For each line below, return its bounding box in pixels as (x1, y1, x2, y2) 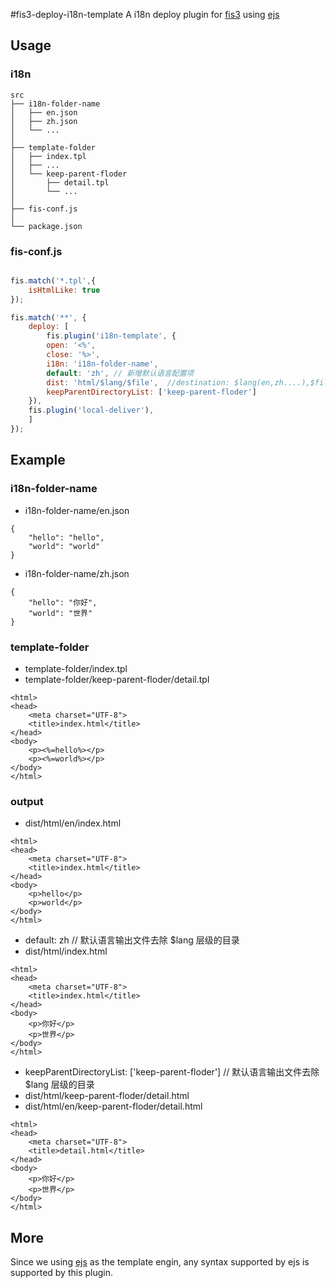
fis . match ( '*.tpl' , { (10, 275, 97, 286)
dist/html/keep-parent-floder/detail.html (24, 1090, 190, 1102)
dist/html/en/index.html (24, 817, 122, 829)
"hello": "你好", (28, 597, 98, 608)
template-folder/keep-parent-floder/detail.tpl (24, 673, 210, 685)
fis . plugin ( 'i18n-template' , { (46, 331, 177, 341)
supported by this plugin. (10, 1267, 114, 1279)
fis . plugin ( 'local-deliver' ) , (28, 405, 155, 416)
